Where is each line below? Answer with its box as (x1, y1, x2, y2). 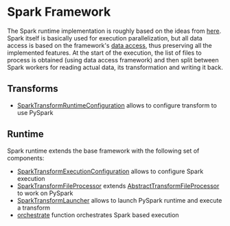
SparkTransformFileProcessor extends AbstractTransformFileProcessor (16, 181, 220, 190)
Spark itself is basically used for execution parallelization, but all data (7, 34, 203, 42)
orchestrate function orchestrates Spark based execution (16, 210, 180, 219)
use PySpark (16, 108, 54, 116)
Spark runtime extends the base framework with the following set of (7, 147, 200, 155)
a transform (16, 203, 50, 212)
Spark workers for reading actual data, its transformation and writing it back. (7, 63, 223, 71)
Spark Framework (7, 4, 111, 20)
